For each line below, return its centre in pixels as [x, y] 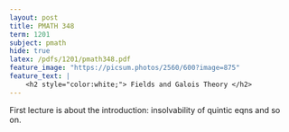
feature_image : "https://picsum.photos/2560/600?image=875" [125, 68]
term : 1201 [30, 34]
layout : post [34, 18]
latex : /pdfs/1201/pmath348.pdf [70, 59]
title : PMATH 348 [42, 26]
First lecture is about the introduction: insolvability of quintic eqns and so [145, 110]
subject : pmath [38, 43]
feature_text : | [40, 76]
